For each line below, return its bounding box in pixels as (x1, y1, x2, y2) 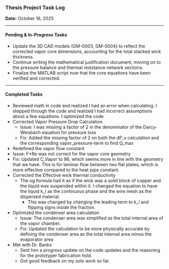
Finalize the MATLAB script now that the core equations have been (12, 70, 151, 76)
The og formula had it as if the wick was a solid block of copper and (20, 177, 161, 183)
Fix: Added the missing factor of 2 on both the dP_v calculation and (20, 134, 159, 141)
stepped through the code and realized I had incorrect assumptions (12, 108, 152, 114)
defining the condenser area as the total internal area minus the (20, 231, 152, 237)
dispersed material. (20, 193, 60, 199)
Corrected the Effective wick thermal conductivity (12, 172, 116, 178)
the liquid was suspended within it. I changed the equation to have (20, 183, 157, 189)
